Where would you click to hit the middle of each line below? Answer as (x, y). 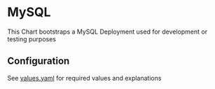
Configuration (39, 61)
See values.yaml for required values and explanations (84, 78)
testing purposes (32, 39)
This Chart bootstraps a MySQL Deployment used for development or (107, 32)
